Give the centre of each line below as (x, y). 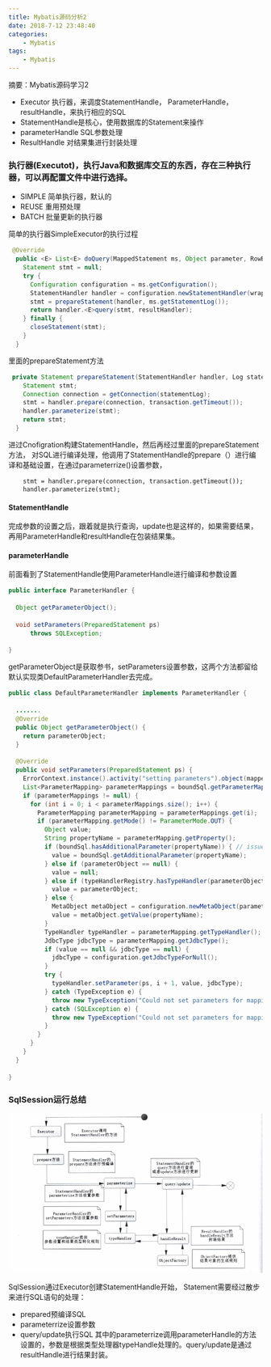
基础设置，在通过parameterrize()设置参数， (94, 464)
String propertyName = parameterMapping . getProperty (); (140, 838)
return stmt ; (45, 420)
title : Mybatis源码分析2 (48, 17)
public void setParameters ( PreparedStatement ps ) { (104, 770)
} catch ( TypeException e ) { (93, 992)
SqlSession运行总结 (48, 1099)
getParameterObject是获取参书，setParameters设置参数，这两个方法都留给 (133, 667)
